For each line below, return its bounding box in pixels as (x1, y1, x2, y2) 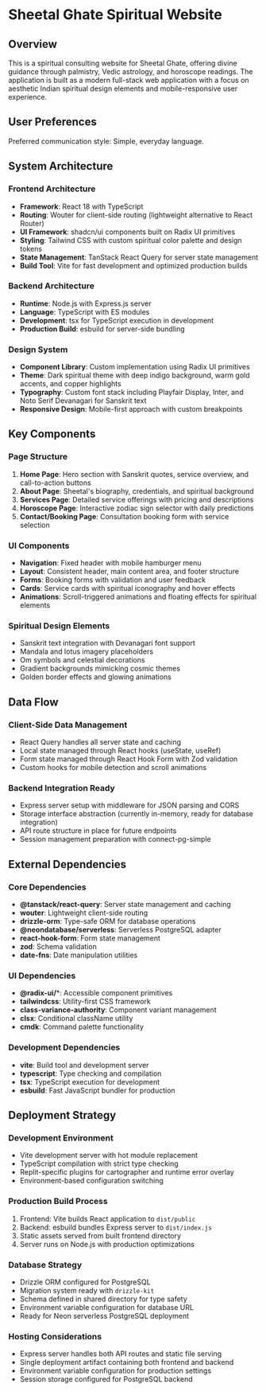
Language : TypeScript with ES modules (19, 307, 150, 316)
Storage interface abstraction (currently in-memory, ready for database (19, 809, 254, 819)
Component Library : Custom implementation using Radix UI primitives (19, 362, 250, 372)
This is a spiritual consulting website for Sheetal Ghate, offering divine (8, 58, 237, 68)
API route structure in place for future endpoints (19, 826, 177, 835)
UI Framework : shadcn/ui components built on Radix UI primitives (19, 227, 236, 237)
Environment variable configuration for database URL (19, 1302, 195, 1312)
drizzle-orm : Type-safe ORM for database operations (19, 917, 196, 926)
